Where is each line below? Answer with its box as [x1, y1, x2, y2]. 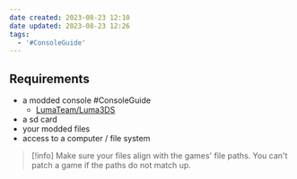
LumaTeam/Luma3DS [35, 105, 116, 115]
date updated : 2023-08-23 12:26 [9, 21, 130, 30]
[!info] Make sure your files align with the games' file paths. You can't [31, 150, 288, 161]
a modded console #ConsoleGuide [22, 95, 151, 106]
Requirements [9, 71, 90, 86]
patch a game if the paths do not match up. [31, 160, 191, 171]
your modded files [22, 124, 91, 134]
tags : [9, 30, 30, 38]
